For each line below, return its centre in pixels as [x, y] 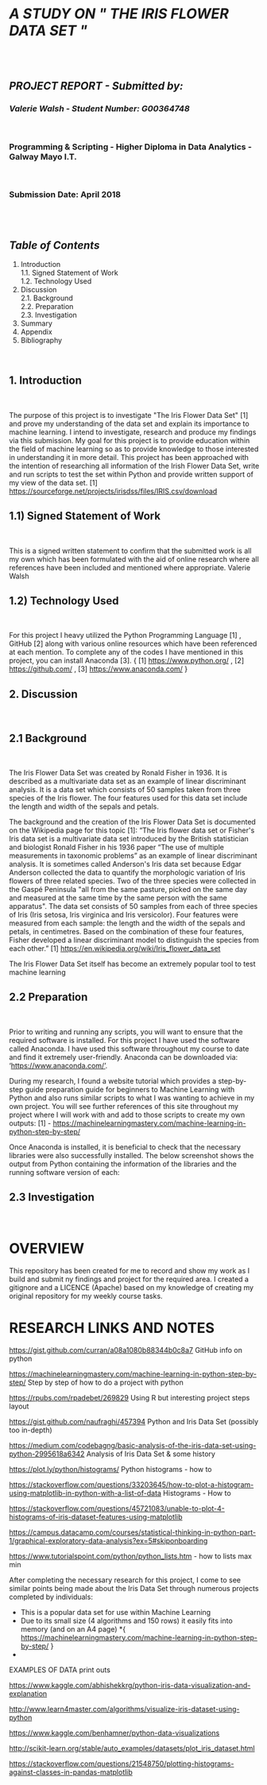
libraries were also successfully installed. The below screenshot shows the [132, 1155]
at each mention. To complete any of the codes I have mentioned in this [126, 652]
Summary [36, 323]
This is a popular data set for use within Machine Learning [116, 1612]
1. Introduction [45, 381]
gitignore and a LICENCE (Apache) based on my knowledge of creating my [131, 1287]
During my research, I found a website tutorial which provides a [113, 1080]
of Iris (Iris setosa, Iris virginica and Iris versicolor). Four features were [124, 915]
